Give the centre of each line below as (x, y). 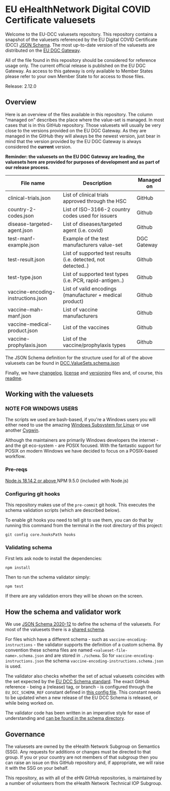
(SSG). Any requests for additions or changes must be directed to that (78, 751)
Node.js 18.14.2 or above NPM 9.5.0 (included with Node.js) (67, 480)
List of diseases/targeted (93, 224)
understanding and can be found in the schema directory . (65, 718)
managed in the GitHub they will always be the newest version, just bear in (83, 136)
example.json (24, 245)
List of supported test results (97, 253)
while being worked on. (30, 703)
